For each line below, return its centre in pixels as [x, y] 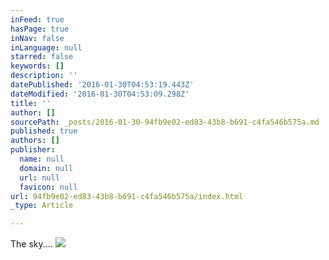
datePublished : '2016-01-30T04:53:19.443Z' [102, 85]
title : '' [31, 103]
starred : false [42, 57]
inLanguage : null [46, 47]
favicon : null [48, 187]
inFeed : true [37, 19]
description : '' [44, 76]
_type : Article [42, 206]
